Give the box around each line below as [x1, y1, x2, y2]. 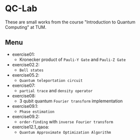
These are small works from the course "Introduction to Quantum [5, 19, 136, 25]
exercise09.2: [12, 113, 40, 120]
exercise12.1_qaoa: [12, 124, 50, 130]
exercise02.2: [12, 61, 40, 67]
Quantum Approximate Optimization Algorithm [19, 130, 111, 135]
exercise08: [12, 93, 36, 99]
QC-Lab [5, 3, 37, 14]
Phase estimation [19, 109, 55, 114]
